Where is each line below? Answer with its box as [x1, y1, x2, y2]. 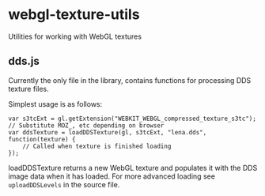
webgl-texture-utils [8, 6, 140, 24]
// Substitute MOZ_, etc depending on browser [8, 121, 165, 130]
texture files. [8, 84, 49, 93]
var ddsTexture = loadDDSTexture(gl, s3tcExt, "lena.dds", [8, 128, 207, 136]
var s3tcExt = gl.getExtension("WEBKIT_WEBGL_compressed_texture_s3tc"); [8, 115, 257, 122]
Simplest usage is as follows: [8, 99, 103, 108]
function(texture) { [8, 135, 77, 143]
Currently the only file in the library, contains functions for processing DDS [8, 75, 252, 85]
